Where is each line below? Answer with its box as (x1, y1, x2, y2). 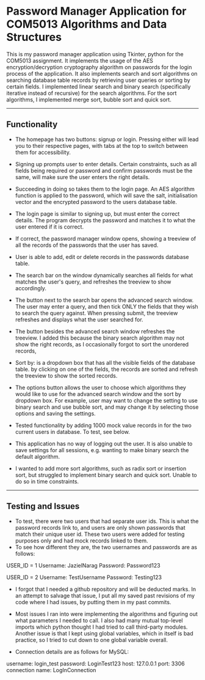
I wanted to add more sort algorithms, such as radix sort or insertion (15, 464, 187, 472)
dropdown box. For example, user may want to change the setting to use (15, 397, 198, 404)
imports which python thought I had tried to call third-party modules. (15, 623, 188, 631)
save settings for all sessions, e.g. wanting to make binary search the (15, 446, 189, 453)
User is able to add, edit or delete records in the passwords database (15, 253, 189, 260)
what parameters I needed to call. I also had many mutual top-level (15, 616, 183, 624)
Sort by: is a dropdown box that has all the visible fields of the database (15, 359, 195, 366)
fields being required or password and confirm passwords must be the (15, 167, 193, 174)
